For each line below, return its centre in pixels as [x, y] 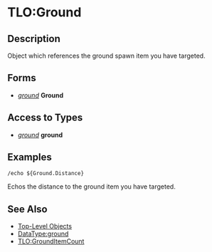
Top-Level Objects [45, 226]
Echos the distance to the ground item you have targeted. [91, 187]
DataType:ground [43, 234]
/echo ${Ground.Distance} [46, 174]
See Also [27, 209]
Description [34, 39]
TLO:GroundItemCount [51, 241]
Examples [30, 157]
